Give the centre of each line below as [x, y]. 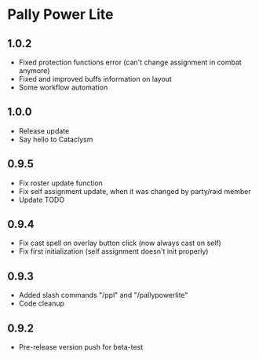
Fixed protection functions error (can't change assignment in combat [130, 62]
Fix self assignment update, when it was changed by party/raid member [135, 191]
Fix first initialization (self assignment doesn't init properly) [113, 251]
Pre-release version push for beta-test [81, 347]
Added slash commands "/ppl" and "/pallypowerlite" [103, 295]
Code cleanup [41, 303]
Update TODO [41, 200]
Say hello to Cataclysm [56, 139]
